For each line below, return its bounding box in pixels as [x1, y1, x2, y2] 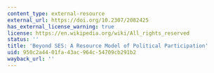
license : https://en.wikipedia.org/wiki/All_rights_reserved [7, 29, 190, 37]
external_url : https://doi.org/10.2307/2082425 [7, 17, 149, 24]
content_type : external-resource [7, 10, 105, 17]
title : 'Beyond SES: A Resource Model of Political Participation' [7, 42, 209, 49]
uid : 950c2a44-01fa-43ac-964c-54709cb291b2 [7, 49, 137, 56]
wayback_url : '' [7, 56, 55, 63]
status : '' [7, 36, 39, 43]
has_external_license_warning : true [7, 23, 114, 30]
